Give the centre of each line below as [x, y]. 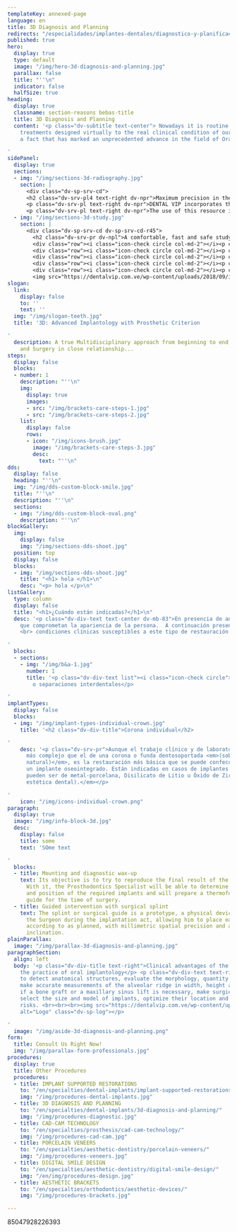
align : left [31, 959]
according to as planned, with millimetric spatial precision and [126, 926]
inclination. [45, 933]
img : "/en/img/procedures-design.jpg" [77, 1176]
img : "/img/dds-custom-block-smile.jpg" [74, 487]
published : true [31, 40]
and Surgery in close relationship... [77, 349]
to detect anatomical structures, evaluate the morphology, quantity [124, 979]
